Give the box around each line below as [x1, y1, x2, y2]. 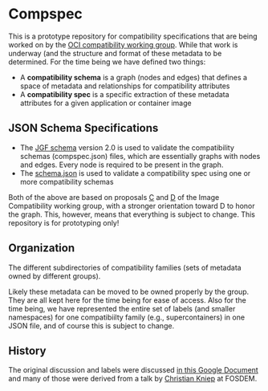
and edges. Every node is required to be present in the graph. [19, 160, 224, 169]
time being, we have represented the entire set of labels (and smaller [8, 303, 236, 313]
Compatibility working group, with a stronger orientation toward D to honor [8, 201, 255, 210]
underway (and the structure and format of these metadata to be [8, 48, 222, 58]
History [8, 344, 47, 357]
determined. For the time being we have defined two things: [8, 57, 206, 67]
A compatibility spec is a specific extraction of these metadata [19, 89, 230, 99]
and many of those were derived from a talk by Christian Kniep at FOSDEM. [8, 374, 258, 384]
